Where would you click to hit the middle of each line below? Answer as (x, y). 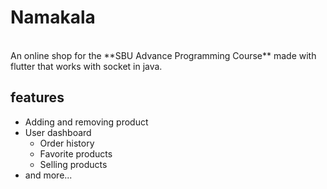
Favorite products (76, 153)
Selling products (73, 164)
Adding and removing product (86, 122)
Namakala (53, 17)
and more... (48, 175)
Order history (67, 143)
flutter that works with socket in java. (86, 66)
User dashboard (58, 132)
